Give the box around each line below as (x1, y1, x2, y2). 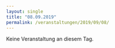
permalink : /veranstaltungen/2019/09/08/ (6, 19, 110, 25)
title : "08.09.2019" (6, 14, 57, 20)
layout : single (6, 8, 44, 15)
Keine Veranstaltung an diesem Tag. (6, 36, 94, 43)
